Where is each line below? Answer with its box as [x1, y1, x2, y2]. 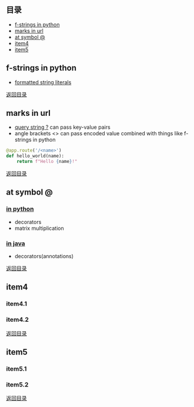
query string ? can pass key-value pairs [14, 124, 111, 131]
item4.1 [6, 300, 28, 308]
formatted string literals [14, 78, 72, 86]
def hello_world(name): [6, 153, 65, 159]
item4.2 [6, 316, 29, 324]
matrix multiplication [14, 225, 64, 232]
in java [6, 239, 25, 248]
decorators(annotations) [14, 253, 74, 260]
